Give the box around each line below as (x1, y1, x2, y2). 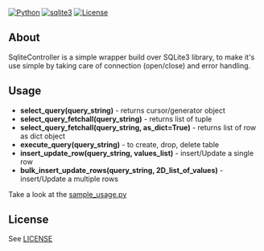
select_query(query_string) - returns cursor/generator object (19, 105, 225, 115)
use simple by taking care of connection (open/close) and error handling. (8, 60, 251, 70)
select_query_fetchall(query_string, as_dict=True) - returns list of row (19, 122, 257, 132)
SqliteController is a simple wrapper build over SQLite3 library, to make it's (8, 52, 255, 62)
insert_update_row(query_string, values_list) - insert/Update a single (19, 148, 254, 158)
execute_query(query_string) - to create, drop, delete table (19, 139, 220, 149)
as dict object (19, 131, 66, 141)
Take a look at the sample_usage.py (8, 189, 127, 199)
